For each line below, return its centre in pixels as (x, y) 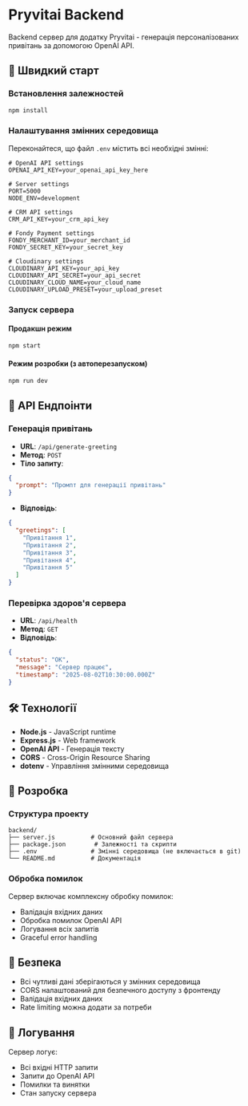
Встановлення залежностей (66, 94)
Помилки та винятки (55, 1084)
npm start (25, 346)
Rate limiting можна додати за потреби (86, 1007)
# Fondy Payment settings (51, 233)
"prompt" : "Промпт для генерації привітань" (91, 486)
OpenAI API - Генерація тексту (72, 749)
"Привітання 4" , (50, 560)
